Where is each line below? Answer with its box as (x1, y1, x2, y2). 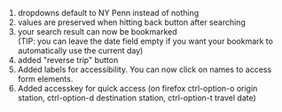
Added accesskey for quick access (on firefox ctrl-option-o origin (17, 84, 258, 93)
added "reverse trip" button (17, 55, 119, 65)
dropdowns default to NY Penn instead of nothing (17, 8, 200, 18)
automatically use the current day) (17, 45, 144, 56)
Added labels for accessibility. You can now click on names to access (17, 64, 272, 75)
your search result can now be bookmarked (17, 27, 177, 36)
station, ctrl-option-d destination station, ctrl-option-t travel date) (17, 92, 257, 103)
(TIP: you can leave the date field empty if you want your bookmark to (17, 36, 273, 46)
